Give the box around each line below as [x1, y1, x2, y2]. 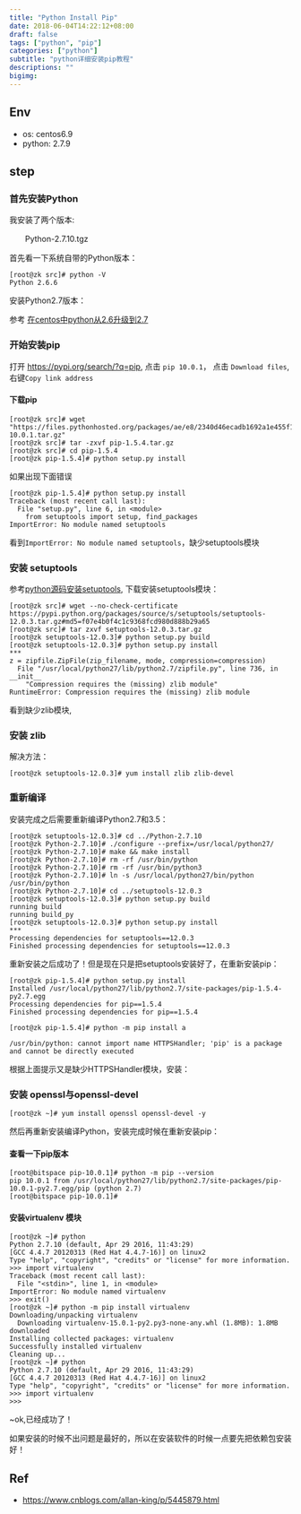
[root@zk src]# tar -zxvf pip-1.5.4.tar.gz [9, 438, 175, 447]
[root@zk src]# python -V [9, 271, 106, 280]
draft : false [9, 30, 58, 39]
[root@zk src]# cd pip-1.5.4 [9, 446, 118, 455]
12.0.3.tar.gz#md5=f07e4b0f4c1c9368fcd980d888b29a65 [9, 618, 211, 627]
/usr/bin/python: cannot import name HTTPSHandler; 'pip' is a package [9, 1039, 282, 1048]
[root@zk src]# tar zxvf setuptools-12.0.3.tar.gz [9, 625, 202, 635]
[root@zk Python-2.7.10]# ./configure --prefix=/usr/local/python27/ [9, 839, 275, 848]
